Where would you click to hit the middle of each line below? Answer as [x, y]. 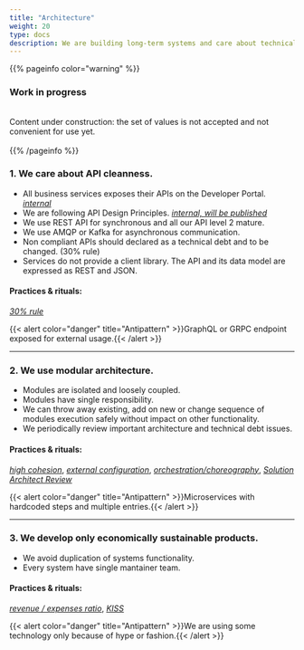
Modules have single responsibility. [88, 400]
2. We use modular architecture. [81, 370]
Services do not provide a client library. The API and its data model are [154, 261]
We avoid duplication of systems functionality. [108, 558]
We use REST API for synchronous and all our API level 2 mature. [143, 222]
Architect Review [41, 479]
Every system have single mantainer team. [101, 568]
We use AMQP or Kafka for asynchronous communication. [131, 232]
